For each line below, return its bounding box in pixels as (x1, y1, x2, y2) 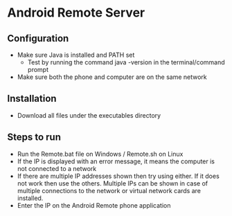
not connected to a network (17, 164, 97, 172)
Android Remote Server (7, 5, 145, 21)
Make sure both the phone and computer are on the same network (17, 73, 208, 81)
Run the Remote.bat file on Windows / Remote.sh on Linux (17, 150, 184, 158)
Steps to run (7, 132, 61, 143)
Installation (7, 93, 57, 105)
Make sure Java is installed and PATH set (17, 51, 135, 59)
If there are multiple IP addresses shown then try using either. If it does (17, 172, 220, 180)
